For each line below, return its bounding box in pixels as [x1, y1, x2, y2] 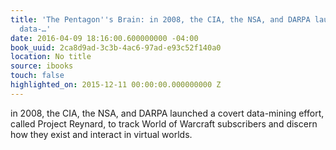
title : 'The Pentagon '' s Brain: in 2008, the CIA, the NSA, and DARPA [10, 14, 311, 25]
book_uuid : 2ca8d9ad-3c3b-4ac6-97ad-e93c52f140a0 [10, 42, 222, 53]
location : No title [10, 52, 92, 62]
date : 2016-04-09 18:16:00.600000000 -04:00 [10, 33, 199, 43]
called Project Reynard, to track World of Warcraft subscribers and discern [10, 117, 318, 130]
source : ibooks [10, 61, 74, 71]
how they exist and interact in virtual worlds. [10, 128, 193, 140]
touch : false [10, 71, 65, 81]
